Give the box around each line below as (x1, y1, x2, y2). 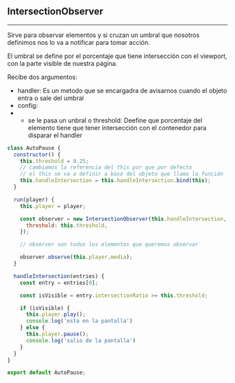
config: (17, 101, 38, 109)
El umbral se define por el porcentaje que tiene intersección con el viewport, (7, 52, 227, 60)
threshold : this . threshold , (25, 222, 108, 229)
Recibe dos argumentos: (7, 73, 78, 81)
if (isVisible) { (20, 305, 71, 312)
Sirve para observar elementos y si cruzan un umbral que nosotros (7, 31, 200, 39)
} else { (20, 324, 45, 331)
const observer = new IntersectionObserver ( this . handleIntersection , (20, 215, 227, 223)
